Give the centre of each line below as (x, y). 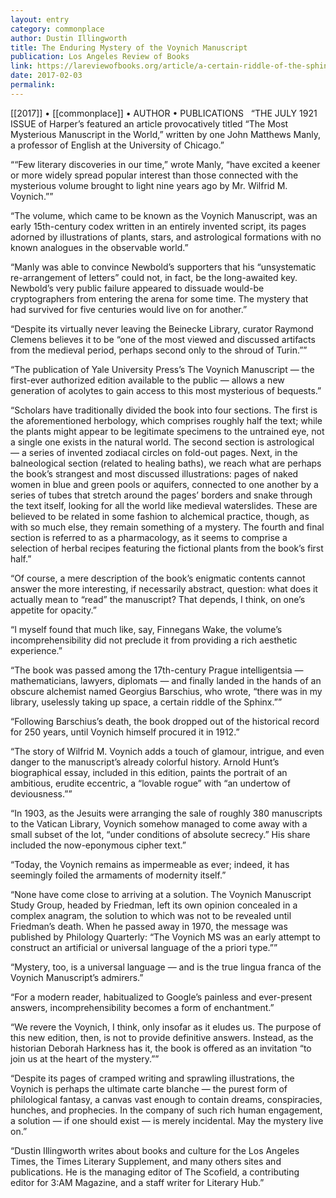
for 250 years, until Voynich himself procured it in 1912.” (125, 732)
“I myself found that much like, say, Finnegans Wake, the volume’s (146, 629)
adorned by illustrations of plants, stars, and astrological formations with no (166, 237)
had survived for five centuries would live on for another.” (129, 309)
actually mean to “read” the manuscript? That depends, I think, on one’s (158, 599)
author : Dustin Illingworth (69, 38)
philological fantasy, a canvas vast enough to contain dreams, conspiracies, (166, 1099)
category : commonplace (57, 29)
